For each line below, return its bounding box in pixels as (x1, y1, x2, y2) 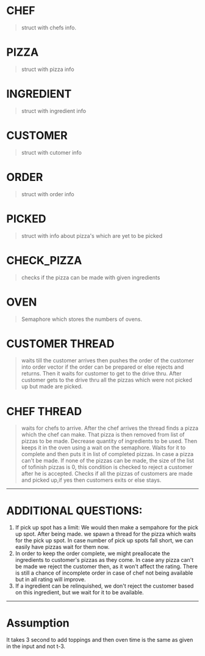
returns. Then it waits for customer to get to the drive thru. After (21, 370, 182, 377)
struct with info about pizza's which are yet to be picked (21, 232, 163, 239)
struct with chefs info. (21, 24, 76, 31)
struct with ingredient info (21, 107, 87, 114)
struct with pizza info (21, 65, 74, 73)
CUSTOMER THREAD (6, 337, 115, 350)
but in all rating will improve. (15, 576, 86, 583)
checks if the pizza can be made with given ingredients (21, 273, 160, 281)
